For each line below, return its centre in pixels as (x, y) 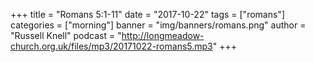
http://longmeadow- (163, 35)
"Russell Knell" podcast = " (66, 35)
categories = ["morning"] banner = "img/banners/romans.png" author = (158, 25)
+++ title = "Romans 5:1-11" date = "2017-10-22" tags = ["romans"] (147, 14)
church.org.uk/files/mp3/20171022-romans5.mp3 (111, 46)
